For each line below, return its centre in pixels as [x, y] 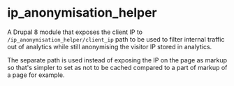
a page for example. [36, 75]
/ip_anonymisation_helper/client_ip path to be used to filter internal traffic [116, 39]
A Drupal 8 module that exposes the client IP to [75, 32]
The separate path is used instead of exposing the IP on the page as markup [117, 60]
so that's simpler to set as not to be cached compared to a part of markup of [117, 67]
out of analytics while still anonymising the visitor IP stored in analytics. [110, 46]
